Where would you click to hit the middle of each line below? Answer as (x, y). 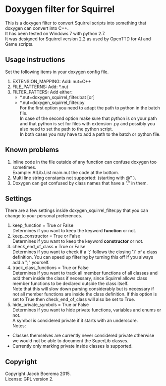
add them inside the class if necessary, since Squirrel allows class (80, 278)
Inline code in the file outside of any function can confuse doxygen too (84, 162)
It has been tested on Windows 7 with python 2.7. (55, 33)
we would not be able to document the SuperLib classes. (70, 341)
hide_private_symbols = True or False (51, 305)
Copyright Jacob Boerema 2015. (38, 374)
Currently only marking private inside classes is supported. (72, 346)
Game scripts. (19, 44)
